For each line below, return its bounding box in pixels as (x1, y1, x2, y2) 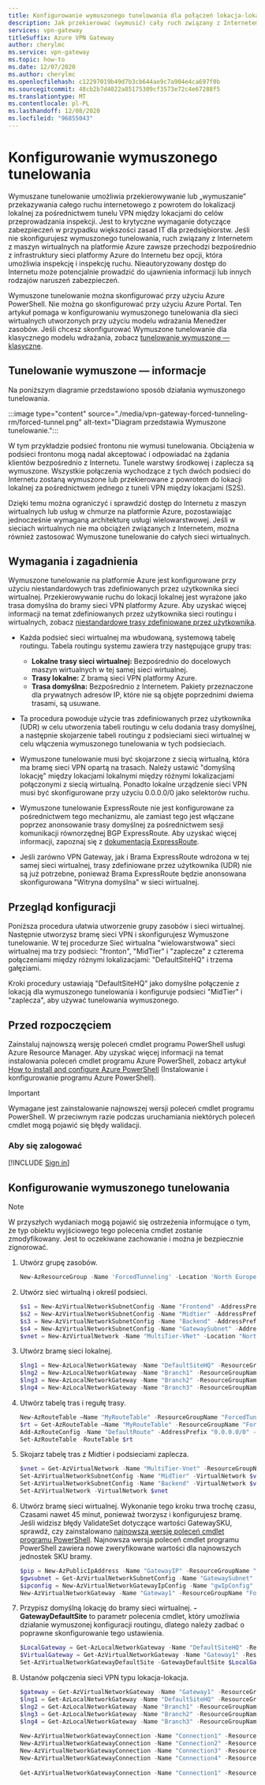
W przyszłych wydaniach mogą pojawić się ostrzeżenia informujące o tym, (8, 1217, 251, 1227)
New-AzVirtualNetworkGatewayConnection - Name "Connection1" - (19, 1732, 229, 1740)
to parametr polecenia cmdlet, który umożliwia (88, 1612, 241, 1621)
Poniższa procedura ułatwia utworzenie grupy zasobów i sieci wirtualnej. (8, 922, 245, 931)
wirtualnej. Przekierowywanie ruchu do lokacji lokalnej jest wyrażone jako (8, 592, 247, 602)
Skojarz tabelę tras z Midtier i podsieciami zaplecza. (19, 1450, 189, 1459)
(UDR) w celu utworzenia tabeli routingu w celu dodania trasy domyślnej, (19, 723, 256, 732)
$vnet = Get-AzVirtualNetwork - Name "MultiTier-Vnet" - (19, 1465, 207, 1473)
